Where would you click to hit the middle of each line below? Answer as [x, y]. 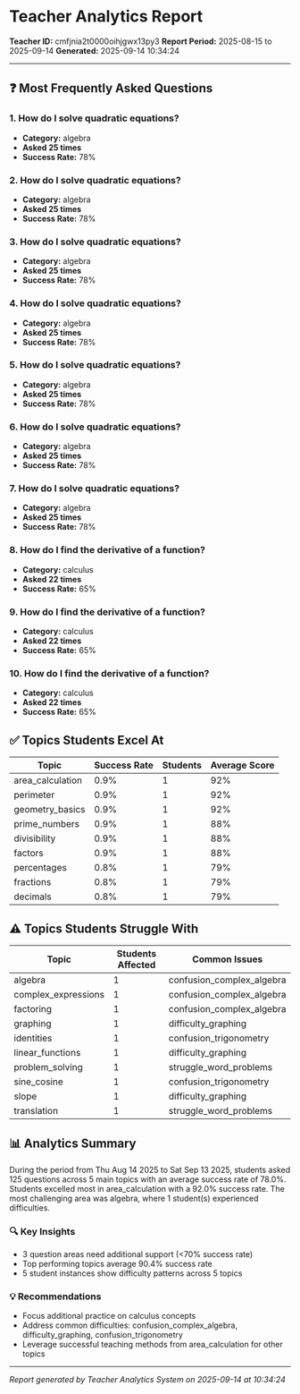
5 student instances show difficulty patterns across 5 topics [132, 1273]
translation [36, 1110]
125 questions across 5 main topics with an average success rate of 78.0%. [148, 1179]
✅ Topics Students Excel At [87, 740]
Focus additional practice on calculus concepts [109, 1316]
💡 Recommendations [55, 1296]
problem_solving [48, 1067]
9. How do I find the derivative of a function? [107, 612]
